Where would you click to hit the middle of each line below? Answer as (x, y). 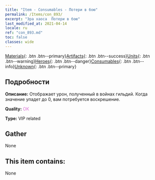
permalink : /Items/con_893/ (34, 14)
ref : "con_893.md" (24, 33)
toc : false (16, 38)
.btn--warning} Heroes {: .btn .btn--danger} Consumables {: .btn (68, 61)
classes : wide (20, 42)
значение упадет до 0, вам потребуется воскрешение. (63, 99)
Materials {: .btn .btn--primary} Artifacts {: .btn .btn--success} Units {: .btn (77, 56)
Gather (16, 134)
